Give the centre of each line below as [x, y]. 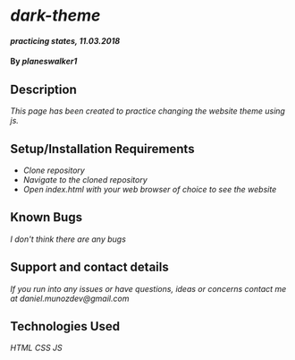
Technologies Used [65, 326]
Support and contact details [89, 267]
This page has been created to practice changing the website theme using [147, 111]
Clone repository [54, 170]
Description [43, 89]
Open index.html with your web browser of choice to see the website [150, 189]
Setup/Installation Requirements [102, 149]
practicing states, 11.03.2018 [65, 40]
